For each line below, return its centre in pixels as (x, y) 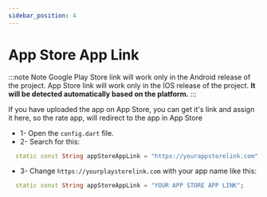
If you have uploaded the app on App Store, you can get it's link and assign (132, 109)
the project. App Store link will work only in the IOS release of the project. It (132, 85)
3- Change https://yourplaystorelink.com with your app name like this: (138, 171)
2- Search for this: (50, 141)
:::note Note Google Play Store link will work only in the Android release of (130, 77)
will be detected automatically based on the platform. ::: (102, 94)
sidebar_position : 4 (43, 15)
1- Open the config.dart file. (67, 133)
